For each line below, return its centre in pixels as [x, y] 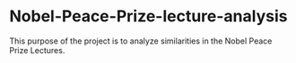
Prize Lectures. [37, 50]
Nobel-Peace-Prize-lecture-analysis [148, 16]
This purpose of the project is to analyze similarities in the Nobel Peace [141, 41]
